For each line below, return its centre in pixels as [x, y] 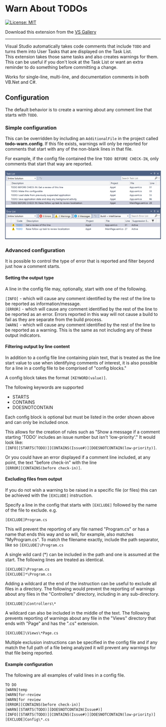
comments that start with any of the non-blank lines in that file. [69, 149]
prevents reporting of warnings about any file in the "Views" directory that [81, 618]
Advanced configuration [35, 250]
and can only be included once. [37, 422]
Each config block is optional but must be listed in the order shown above [80, 417]
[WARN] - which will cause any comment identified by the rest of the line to [80, 324]
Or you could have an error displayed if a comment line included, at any [78, 457]
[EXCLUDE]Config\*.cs [27, 720]
